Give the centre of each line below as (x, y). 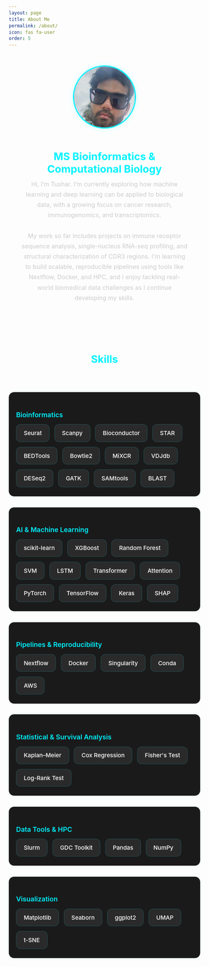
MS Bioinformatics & (104, 157)
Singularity (123, 663)
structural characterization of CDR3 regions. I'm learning (104, 257)
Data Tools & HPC (44, 829)
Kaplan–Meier (43, 756)
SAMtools (115, 478)
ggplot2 (125, 917)
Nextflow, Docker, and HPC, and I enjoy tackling (97, 277)
